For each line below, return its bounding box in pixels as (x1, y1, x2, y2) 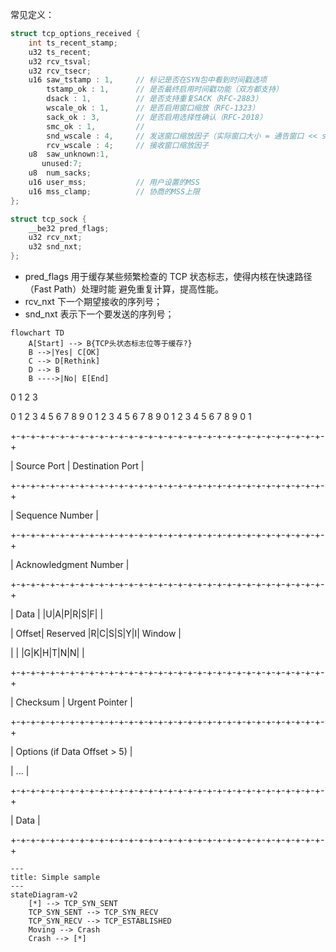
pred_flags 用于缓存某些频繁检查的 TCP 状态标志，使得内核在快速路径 (24, 271, 313, 282)
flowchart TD (10, 328, 65, 338)
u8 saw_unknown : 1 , (28, 149, 110, 160)
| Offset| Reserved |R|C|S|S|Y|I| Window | (10, 628, 182, 639)
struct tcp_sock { (10, 214, 87, 224)
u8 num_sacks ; (28, 168, 92, 178)
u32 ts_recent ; (28, 47, 92, 57)
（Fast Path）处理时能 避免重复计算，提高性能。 (24, 283, 225, 295)
